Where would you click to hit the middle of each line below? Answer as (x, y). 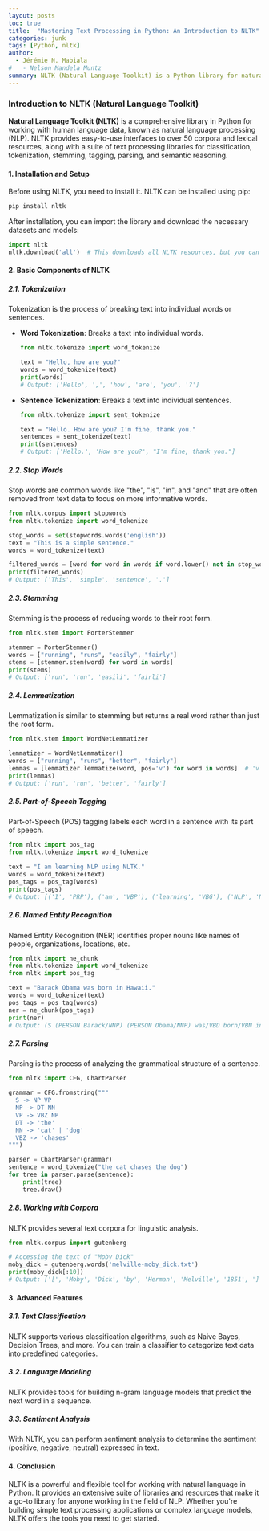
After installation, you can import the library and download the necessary (128, 221)
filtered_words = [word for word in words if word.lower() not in (121, 565)
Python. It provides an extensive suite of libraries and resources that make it (134, 1492)
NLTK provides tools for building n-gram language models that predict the (130, 1392)
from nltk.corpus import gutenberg (68, 1243)
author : (21, 53)
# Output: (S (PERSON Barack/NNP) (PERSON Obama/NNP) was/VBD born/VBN (130, 1025)
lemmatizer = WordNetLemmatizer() (66, 753)
